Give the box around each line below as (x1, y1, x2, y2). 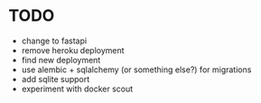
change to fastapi (21, 35, 88, 46)
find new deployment (21, 54, 101, 65)
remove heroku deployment (21, 44, 125, 55)
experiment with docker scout (21, 83, 134, 94)
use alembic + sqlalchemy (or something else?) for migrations (21, 64, 252, 75)
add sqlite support (21, 73, 90, 84)
